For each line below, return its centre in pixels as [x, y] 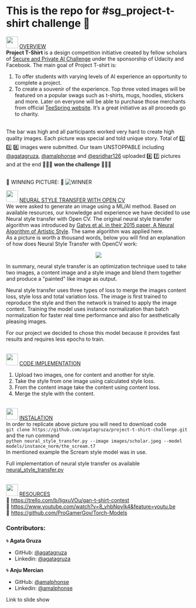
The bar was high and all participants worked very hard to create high [90, 131]
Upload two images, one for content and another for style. [85, 374]
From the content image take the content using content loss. [87, 387]
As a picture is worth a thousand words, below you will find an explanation [96, 237]
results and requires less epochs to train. [55, 339]
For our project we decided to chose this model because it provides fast [93, 333]
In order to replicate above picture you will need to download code [86, 424]
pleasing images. [27, 321]
